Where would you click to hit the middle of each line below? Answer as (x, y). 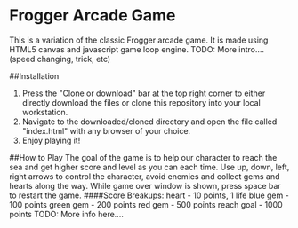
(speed (22, 59)
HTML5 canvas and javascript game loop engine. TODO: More (123, 49)
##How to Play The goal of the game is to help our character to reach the (143, 157)
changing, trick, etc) (74, 59)
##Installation (34, 75)
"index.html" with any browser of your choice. (106, 130)
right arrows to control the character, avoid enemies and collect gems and (145, 176)
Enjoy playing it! (51, 140)
